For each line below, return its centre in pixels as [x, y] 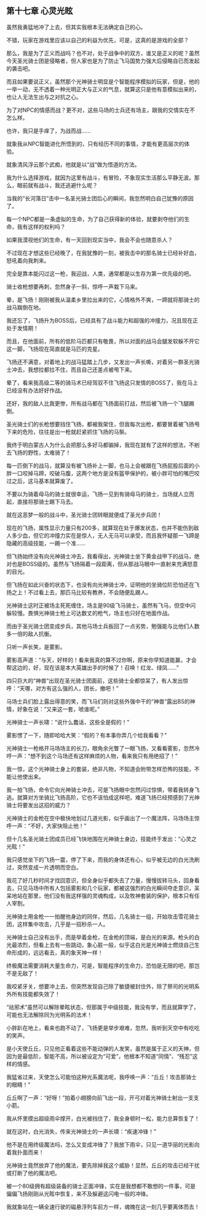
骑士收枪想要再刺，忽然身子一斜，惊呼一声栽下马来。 [74, 286]
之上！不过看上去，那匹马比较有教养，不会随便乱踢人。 [81, 592]
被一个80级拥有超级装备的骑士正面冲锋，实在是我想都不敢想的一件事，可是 [101, 1186]
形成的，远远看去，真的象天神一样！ [57, 952]
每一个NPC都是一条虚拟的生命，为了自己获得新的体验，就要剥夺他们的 [95, 219]
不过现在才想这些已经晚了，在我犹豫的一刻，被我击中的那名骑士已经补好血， [103, 253]
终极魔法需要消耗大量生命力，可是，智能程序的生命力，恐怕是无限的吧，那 [100, 965]
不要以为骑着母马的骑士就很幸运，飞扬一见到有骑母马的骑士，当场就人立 [97, 494]
